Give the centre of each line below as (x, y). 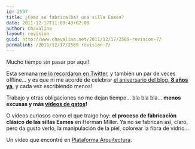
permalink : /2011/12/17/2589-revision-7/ (59, 45)
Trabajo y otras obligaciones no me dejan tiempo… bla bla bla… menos (94, 97)
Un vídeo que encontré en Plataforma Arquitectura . (69, 139)
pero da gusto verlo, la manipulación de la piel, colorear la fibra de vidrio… (98, 128)
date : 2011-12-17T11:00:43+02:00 (48, 23)
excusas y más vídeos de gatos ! (47, 104)
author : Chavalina (29, 28)
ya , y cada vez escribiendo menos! (49, 86)
